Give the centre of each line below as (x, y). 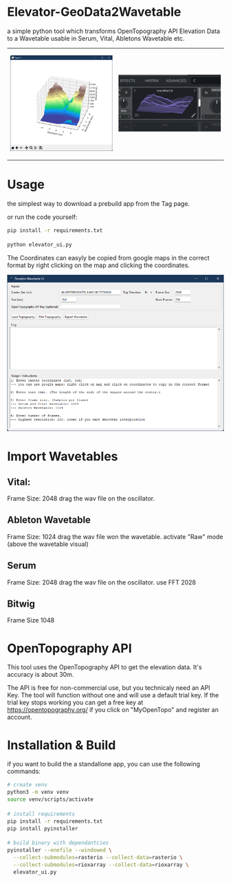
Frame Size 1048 (31, 620)
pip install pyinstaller (43, 828)
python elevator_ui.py (40, 245)
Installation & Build (62, 745)
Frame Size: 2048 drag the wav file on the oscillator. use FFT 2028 (101, 582)
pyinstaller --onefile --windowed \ (59, 850)
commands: (24, 771)
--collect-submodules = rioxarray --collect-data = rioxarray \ (101, 865)
